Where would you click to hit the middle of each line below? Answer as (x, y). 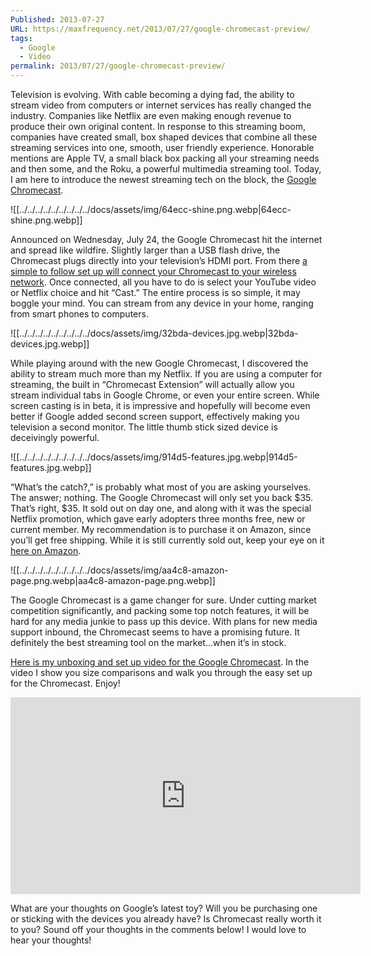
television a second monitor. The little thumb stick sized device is (144, 427)
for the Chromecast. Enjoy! (65, 683)
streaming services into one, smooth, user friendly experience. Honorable (162, 147)
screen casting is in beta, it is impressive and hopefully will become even (160, 405)
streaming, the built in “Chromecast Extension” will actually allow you (152, 384)
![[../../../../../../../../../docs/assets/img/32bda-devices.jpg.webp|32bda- (154, 333)
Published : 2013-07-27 (57, 19)
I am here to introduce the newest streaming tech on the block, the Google (163, 179)
